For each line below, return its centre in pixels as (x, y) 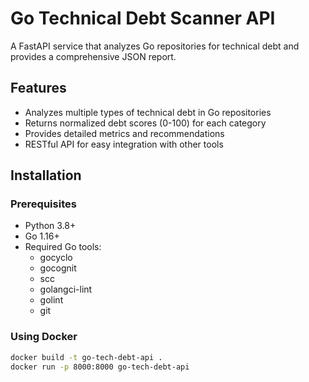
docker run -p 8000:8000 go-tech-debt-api (100, 367)
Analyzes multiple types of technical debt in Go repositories (148, 112)
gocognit (58, 268)
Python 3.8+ (50, 226)
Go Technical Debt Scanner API (143, 18)
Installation (46, 175)
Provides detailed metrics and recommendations (124, 133)
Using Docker (44, 337)
